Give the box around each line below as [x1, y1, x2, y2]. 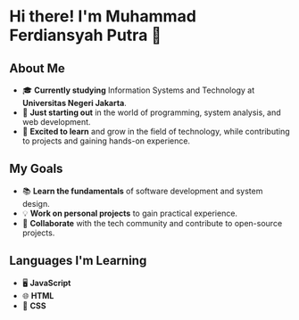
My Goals [9, 161, 63, 176]
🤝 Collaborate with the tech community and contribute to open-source [21, 217, 283, 228]
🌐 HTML [21, 290, 54, 300]
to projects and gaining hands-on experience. [21, 135, 190, 146]
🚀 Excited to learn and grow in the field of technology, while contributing [21, 127, 290, 136]
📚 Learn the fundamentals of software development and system [21, 185, 263, 196]
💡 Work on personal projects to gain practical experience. [21, 208, 238, 218]
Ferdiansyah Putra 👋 [9, 25, 162, 45]
